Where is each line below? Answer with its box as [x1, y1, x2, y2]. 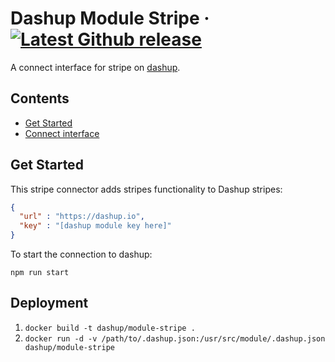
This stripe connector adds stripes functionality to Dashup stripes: [10, 183, 283, 195]
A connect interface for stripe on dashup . [10, 61, 181, 73]
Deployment [10, 295, 89, 312]
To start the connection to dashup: [10, 248, 153, 261]
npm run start [10, 268, 70, 278]
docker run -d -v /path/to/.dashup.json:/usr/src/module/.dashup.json [24, 333, 326, 344]
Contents [10, 90, 70, 107]
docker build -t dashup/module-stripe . [24, 323, 196, 333]
